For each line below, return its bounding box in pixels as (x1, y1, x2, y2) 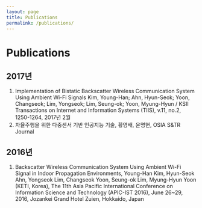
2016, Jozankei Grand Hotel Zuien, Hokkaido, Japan (14, 195, 144, 203)
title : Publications (6, 14, 58, 20)
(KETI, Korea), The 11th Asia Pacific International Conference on (14, 183, 173, 190)
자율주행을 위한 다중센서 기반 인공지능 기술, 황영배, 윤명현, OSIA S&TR (14, 121, 181, 129)
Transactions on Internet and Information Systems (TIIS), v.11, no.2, (14, 106, 181, 114)
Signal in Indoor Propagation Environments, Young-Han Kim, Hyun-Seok (14, 170, 195, 177)
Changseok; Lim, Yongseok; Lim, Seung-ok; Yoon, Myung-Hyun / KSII (14, 100, 189, 108)
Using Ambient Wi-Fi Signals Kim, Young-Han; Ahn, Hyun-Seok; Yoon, (14, 94, 190, 101)
